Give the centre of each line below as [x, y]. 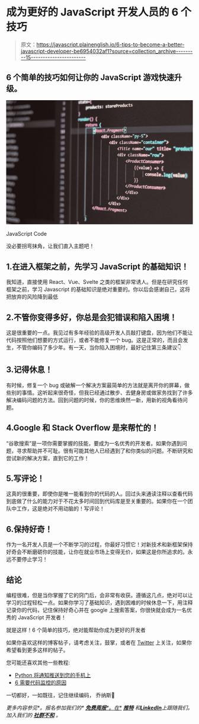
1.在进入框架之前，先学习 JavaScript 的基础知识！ [98, 266]
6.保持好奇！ [30, 529]
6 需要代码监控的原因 [41, 683]
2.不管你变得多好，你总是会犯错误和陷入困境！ [92, 317]
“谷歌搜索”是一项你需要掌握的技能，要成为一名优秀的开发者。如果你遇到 [94, 443]
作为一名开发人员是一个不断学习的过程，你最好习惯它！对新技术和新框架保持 [99, 544]
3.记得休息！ [30, 370]
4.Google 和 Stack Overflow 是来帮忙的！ [83, 428]
